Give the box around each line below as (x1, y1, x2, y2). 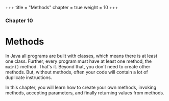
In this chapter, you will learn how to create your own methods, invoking (5, 84, 157, 90)
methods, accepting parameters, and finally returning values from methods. (5, 89, 164, 96)
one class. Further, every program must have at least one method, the (5, 58, 152, 64)
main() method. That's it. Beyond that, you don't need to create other (5, 63, 151, 69)
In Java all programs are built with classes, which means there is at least (5, 53, 157, 59)
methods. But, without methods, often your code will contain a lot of (5, 69, 148, 75)
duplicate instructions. (5, 74, 52, 81)
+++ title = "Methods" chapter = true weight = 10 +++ (5, 5, 118, 10)
